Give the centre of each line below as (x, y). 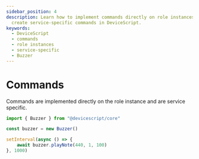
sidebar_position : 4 (32, 12)
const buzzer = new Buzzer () (42, 129)
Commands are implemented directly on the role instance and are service (96, 101)
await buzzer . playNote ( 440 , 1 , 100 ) (62, 145)
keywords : (18, 28)
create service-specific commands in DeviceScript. (77, 22)
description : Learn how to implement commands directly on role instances (100, 17)
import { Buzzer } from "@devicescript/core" (63, 118)
